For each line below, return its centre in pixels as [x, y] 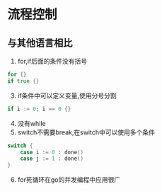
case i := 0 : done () [52, 152]
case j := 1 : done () [52, 159]
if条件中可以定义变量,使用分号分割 [67, 95]
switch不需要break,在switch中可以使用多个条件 [86, 132]
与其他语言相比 [40, 43]
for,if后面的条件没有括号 [52, 61]
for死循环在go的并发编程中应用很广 [69, 180]
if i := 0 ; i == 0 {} [39, 109]
